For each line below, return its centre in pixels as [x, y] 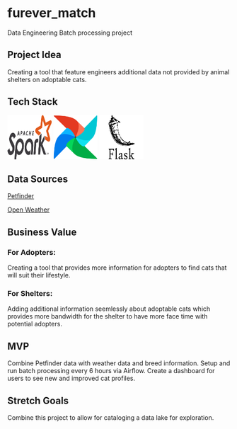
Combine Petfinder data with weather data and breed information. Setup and [119, 363]
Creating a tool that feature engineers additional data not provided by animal [118, 71]
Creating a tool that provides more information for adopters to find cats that [117, 268]
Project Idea [34, 55]
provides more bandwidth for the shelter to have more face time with [108, 316]
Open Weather [29, 210]
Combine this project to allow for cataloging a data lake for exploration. [111, 417]
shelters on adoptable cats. [47, 79]
